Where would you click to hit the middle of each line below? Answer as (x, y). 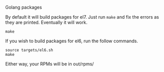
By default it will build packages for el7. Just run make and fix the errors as (82, 17)
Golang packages (24, 7)
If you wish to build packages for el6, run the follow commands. (72, 41)
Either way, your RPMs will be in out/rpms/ (50, 64)
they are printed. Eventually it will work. (46, 22)
